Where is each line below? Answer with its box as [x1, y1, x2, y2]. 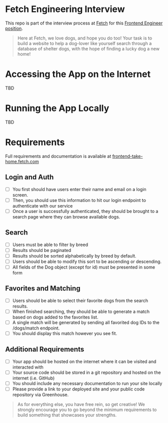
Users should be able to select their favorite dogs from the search [12, 297, 148, 303]
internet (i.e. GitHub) [12, 375, 55, 381]
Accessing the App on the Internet [5, 68, 151, 80]
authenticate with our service [12, 202, 73, 208]
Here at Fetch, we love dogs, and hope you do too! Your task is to [17, 35, 152, 41]
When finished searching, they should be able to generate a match [12, 308, 150, 314]
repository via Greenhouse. [12, 391, 69, 397]
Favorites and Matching [5, 284, 81, 293]
